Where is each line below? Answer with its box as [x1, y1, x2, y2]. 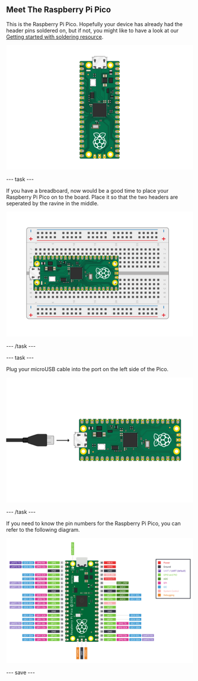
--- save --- [6, 669, 36, 676]
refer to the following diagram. [6, 526, 80, 533]
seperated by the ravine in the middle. [6, 200, 99, 207]
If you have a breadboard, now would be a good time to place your [6, 187, 169, 194]
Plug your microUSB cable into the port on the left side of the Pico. [6, 366, 169, 373]
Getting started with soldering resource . [6, 33, 104, 40]
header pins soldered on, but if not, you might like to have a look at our [6, 27, 179, 34]
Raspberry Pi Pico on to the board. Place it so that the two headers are [6, 193, 178, 201]
